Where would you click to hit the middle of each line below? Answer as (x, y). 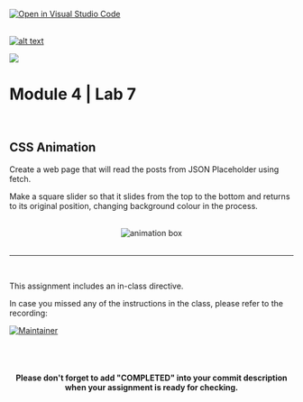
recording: (28, 313)
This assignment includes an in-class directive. (96, 286)
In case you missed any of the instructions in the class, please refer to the (147, 303)
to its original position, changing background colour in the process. (134, 206)
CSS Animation (53, 147)
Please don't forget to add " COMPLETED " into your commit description (151, 378)
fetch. (20, 178)
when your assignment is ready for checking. (151, 388)
